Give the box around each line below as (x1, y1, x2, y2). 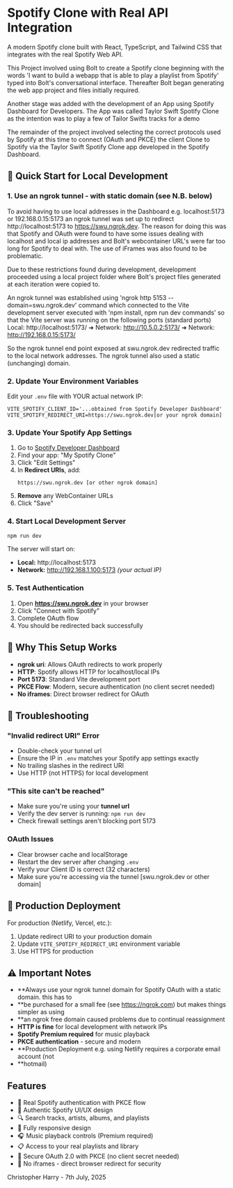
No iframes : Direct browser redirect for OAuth (17, 689, 150, 698)
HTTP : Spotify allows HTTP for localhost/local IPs (17, 668, 160, 676)
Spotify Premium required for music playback (17, 1030, 150, 1039)
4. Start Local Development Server (7, 516, 127, 526)
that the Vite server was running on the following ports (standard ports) (7, 315, 211, 324)
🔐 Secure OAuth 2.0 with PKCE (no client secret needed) (17, 1152, 179, 1161)
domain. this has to (17, 993, 72, 1002)
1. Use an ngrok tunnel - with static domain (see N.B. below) (7, 191, 213, 201)
